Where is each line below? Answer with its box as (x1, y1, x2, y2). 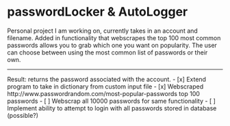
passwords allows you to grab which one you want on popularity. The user (7, 41, 218, 49)
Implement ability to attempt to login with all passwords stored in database (7, 104, 217, 112)
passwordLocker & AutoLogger (7, 4, 188, 20)
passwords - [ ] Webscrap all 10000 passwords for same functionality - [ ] (7, 97, 216, 105)
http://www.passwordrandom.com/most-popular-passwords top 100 (7, 89, 201, 97)
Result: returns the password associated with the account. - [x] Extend (7, 75, 207, 83)
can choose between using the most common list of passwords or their (7, 48, 208, 57)
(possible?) (7, 111, 39, 119)
